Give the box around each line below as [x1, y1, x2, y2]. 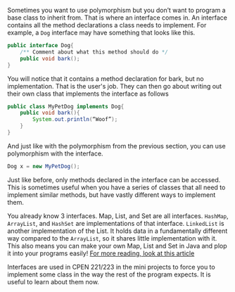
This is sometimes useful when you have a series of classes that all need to [7, 183, 226, 191]
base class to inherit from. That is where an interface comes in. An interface [7, 13, 227, 22]
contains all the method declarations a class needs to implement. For [7, 21, 207, 29]
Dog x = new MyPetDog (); [7, 163, 80, 170]
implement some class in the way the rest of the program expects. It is [7, 270, 211, 279]
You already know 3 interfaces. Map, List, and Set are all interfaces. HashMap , [7, 211, 229, 220]
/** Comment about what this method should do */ [20, 49, 169, 56]
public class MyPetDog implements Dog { [7, 103, 125, 110]
